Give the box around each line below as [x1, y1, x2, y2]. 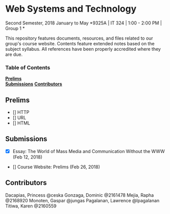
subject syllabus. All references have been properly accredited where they [5, 46, 161, 52]
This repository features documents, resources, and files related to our [5, 35, 153, 41]
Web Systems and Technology [5, 3, 137, 15]
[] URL [12, 115, 26, 121]
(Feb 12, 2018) [12, 154, 43, 160]
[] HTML [12, 120, 30, 126]
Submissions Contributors [5, 81, 62, 87]
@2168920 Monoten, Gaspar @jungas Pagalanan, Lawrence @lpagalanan [5, 197, 160, 203]
